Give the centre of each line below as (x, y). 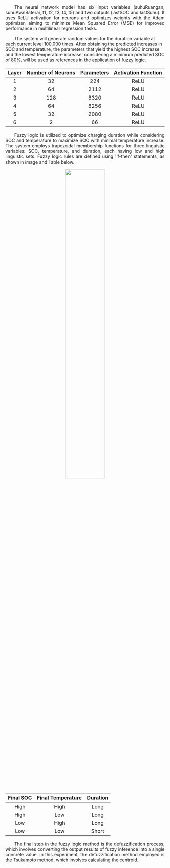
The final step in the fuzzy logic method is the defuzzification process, (90, 844)
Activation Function (138, 72)
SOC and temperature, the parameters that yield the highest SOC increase (82, 49)
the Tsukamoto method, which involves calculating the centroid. (72, 860)
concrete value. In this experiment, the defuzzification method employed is (85, 855)
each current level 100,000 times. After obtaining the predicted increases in (84, 44)
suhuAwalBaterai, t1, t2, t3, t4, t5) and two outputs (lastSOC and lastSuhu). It (85, 12)
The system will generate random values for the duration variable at (85, 38)
